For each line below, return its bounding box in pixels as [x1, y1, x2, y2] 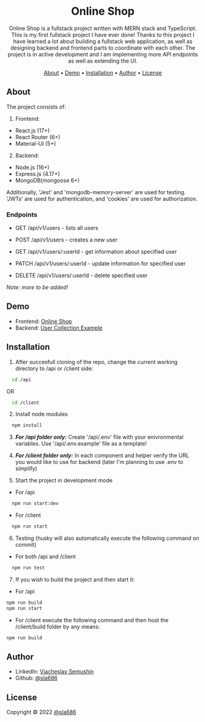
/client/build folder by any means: [15, 623, 100, 630]
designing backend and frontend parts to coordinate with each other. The [10, 44, 196, 51]
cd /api [12, 376, 32, 382]
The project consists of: [6, 103, 66, 110]
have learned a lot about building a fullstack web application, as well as [13, 37, 193, 45]
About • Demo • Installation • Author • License [43, 69, 162, 76]
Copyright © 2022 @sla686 [6, 709, 76, 716]
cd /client [12, 400, 40, 406]
